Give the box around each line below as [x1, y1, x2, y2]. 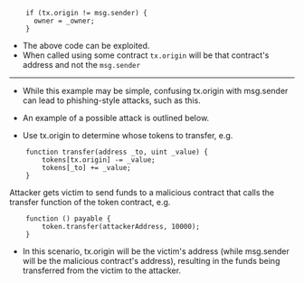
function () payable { [25, 214, 111, 223]
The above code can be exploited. [22, 41, 150, 51]
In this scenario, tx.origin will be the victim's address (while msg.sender [22, 246, 290, 257]
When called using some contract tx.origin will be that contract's [22, 50, 270, 61]
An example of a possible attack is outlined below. [22, 113, 210, 123]
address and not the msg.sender [22, 60, 141, 70]
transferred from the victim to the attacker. [22, 265, 182, 276]
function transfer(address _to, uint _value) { [25, 147, 208, 156]
